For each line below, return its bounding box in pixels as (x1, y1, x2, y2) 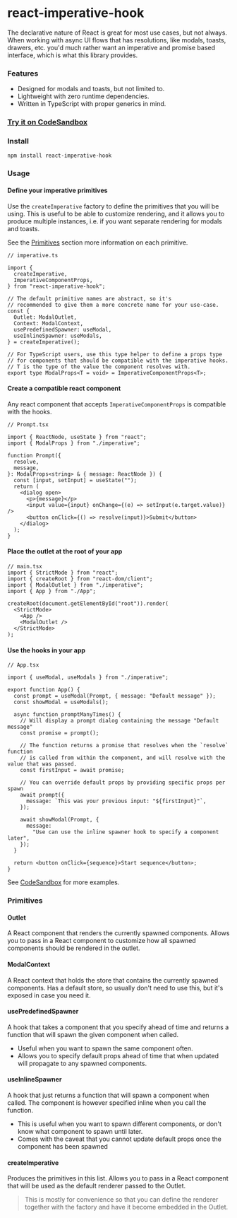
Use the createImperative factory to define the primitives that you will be (7, 201, 219, 210)
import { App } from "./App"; (7, 587, 97, 595)
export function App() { (7, 686, 80, 693)
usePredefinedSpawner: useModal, (13, 326, 112, 333)
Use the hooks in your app (7, 645, 86, 655)
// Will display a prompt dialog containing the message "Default (20, 718, 219, 725)
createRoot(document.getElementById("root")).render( (7, 599, 169, 607)
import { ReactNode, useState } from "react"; (7, 433, 147, 440)
